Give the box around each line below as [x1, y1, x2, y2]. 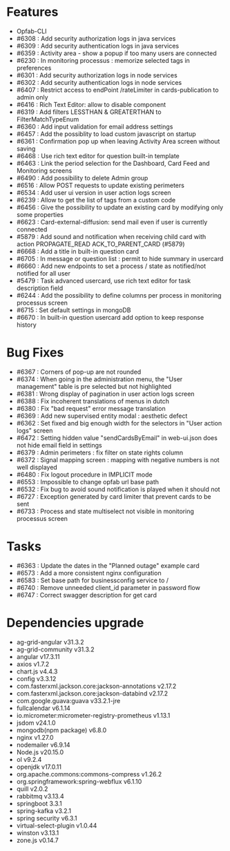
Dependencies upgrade [6, 615, 144, 631]
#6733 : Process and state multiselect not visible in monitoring [16, 507, 195, 515]
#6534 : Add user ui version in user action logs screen [16, 188, 171, 197]
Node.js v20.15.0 [16, 747, 64, 756]
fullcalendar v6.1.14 [16, 704, 70, 712]
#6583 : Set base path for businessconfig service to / [16, 576, 169, 584]
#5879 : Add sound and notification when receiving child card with [16, 232, 207, 240]
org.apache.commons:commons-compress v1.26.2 [16, 769, 162, 778]
